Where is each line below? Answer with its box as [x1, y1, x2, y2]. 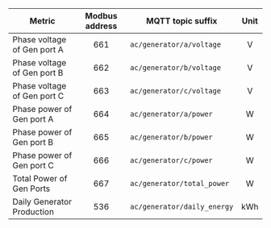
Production [12, 206, 55, 217]
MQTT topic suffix [146, 15, 218, 27]
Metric [29, 15, 56, 27]
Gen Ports [12, 183, 51, 194]
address [85, 20, 118, 31]
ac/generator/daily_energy [130, 202, 234, 211]
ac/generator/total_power [130, 179, 230, 188]
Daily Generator [12, 197, 73, 207]
